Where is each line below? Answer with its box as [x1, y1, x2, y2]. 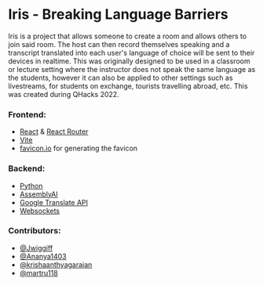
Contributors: [8, 225, 61, 236]
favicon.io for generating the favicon [19, 143, 138, 153]
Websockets [19, 206, 60, 215]
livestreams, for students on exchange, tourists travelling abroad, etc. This [8, 81, 249, 91]
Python [19, 181, 43, 190]
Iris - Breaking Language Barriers [8, 5, 229, 23]
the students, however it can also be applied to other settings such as [8, 73, 233, 82]
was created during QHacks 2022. [8, 89, 119, 99]
